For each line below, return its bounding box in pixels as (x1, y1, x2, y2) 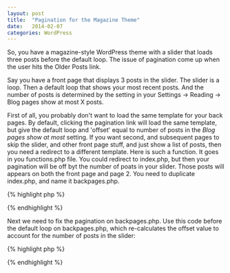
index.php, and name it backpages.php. (7, 177, 120, 186)
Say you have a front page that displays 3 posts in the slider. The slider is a (7, 76, 220, 85)
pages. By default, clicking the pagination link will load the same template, (7, 118, 217, 127)
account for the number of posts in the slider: (7, 232, 136, 240)
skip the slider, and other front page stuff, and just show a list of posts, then (7, 140, 222, 149)
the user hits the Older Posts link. (7, 63, 101, 71)
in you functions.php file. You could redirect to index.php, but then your (7, 155, 210, 164)
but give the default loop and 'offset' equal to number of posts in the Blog (7, 126, 216, 134)
